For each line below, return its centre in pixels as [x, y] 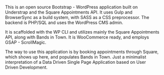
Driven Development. [26, 67]
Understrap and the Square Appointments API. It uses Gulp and [69, 12]
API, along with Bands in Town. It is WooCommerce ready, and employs [77, 37]
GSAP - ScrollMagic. [26, 42]
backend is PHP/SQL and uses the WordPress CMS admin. [64, 22]
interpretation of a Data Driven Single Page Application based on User [76, 62]
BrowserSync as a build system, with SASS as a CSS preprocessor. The [77, 17]
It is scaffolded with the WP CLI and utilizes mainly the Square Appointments [82, 32]
